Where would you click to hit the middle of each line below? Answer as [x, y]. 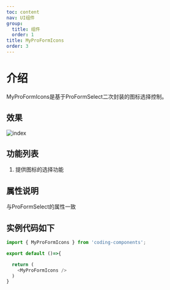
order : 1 [23, 35]
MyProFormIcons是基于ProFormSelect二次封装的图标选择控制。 [87, 96]
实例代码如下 [31, 228]
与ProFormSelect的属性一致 [41, 207]
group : [15, 23]
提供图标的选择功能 [39, 170]
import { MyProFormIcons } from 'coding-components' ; [76, 243]
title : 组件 [26, 29]
